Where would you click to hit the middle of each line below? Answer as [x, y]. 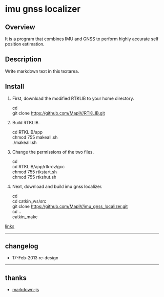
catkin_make [25, 217]
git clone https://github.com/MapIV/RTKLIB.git [59, 113]
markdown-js [25, 290]
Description [23, 59]
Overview [20, 27]
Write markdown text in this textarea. [42, 71]
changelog [22, 246]
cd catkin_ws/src [29, 201]
